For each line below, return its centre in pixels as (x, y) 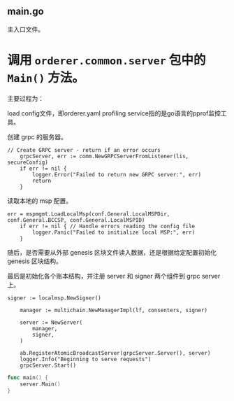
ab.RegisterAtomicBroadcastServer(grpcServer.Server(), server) (115, 353)
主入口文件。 (25, 29)
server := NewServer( (51, 322)
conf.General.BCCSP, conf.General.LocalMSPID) (76, 220)
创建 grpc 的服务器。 (37, 136)
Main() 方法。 (46, 78)
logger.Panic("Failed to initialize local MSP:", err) (114, 232)
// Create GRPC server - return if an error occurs (84, 150)
